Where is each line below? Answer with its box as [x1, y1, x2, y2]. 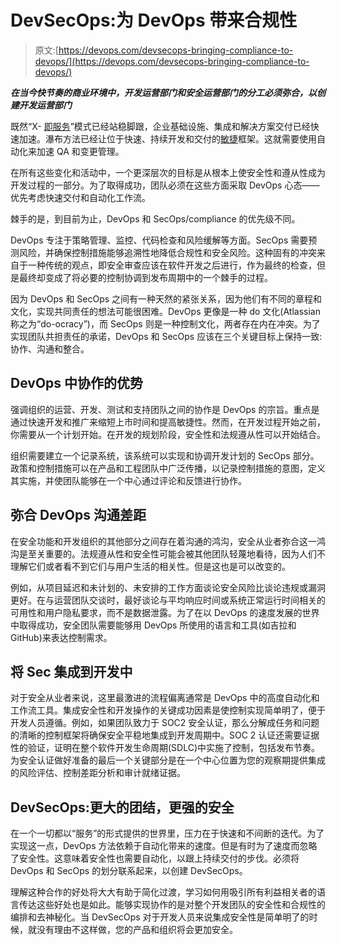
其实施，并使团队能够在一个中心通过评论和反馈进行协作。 [10, 474, 247, 486]
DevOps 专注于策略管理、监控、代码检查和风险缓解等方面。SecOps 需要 [10, 234, 309, 246]
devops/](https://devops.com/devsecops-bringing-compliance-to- [34, 55, 310, 67]
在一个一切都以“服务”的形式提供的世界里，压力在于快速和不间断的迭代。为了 [10, 827, 325, 840]
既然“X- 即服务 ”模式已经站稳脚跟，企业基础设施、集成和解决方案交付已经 [10, 120, 311, 132]
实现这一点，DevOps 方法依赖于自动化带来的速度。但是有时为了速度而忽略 [10, 840, 318, 852]
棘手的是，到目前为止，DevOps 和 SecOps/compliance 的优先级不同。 [10, 212, 301, 225]
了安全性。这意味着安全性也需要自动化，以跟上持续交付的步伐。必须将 [10, 852, 300, 865]
